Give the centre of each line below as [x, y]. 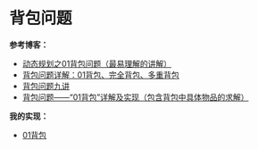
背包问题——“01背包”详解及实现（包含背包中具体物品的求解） [135, 97]
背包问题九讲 [46, 86]
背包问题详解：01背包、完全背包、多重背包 [101, 74]
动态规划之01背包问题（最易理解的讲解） [97, 63]
